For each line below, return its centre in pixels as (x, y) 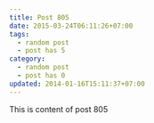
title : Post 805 (39, 17)
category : (28, 59)
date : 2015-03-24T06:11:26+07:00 (71, 26)
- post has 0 (41, 76)
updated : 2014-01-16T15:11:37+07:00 (77, 84)
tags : (19, 34)
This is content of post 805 (59, 109)
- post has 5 (41, 51)
